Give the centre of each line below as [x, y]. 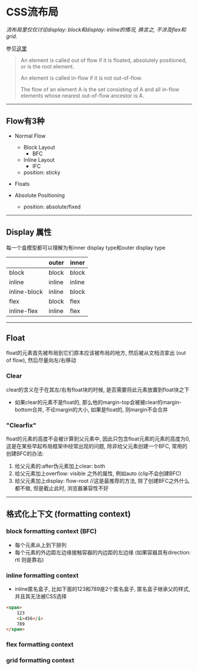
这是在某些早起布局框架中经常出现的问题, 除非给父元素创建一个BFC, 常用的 [97, 446]
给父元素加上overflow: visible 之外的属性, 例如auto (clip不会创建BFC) [98, 473]
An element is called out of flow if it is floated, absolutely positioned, [103, 60]
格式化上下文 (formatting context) [68, 514]
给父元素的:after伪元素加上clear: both [60, 466]
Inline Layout [39, 159]
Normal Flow [30, 136]
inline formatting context [42, 575]
